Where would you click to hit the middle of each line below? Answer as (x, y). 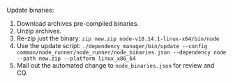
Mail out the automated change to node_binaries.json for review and (115, 65)
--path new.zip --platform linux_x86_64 (76, 59)
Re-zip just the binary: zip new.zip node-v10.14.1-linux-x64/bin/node (118, 38)
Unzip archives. (39, 31)
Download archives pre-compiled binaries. (78, 23)
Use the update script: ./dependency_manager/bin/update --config (112, 46)
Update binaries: (30, 10)
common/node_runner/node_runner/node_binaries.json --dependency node (121, 52)
